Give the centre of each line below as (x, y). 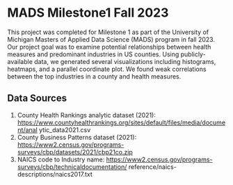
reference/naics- (153, 167)
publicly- (193, 54)
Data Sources (37, 98)
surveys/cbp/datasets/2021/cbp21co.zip (75, 152)
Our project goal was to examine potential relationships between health (109, 47)
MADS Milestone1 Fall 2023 (88, 13)
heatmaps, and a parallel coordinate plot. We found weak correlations (107, 69)
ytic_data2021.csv (65, 129)
